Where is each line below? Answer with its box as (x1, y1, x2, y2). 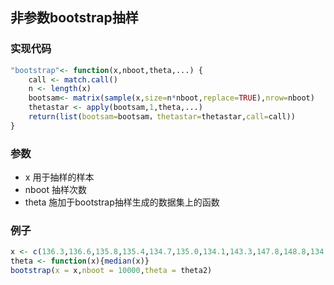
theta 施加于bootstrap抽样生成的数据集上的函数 (24, 196, 220, 208)
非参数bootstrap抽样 (10, 9, 139, 27)
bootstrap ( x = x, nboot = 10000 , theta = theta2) (10, 266, 213, 276)
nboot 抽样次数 (24, 184, 87, 196)
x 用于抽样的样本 (24, 171, 95, 183)
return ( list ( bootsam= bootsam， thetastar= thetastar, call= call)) (28, 112, 296, 122)
